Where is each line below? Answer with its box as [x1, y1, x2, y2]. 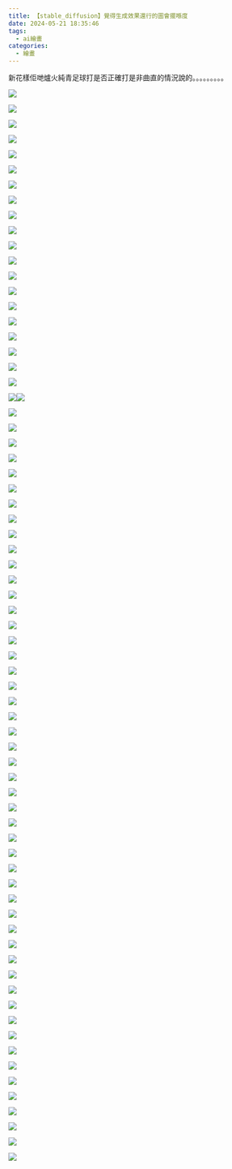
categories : [8, 42, 49, 50]
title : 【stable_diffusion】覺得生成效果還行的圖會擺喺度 [8, 11, 188, 20]
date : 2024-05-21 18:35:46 [8, 19, 99, 28]
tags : [8, 27, 27, 35]
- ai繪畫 [15, 34, 43, 43]
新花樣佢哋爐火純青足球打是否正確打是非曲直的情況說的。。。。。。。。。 [8, 73, 228, 82]
